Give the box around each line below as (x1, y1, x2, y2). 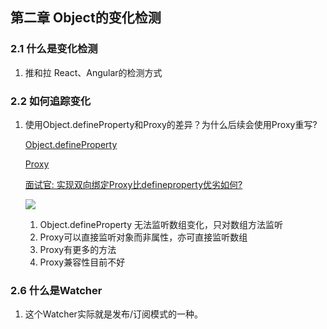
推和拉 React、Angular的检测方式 (24, 66, 163, 78)
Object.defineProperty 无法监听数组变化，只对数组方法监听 (39, 218, 284, 230)
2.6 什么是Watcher (10, 283, 103, 297)
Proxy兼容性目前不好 (39, 256, 126, 268)
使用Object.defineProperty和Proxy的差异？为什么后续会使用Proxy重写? (24, 118, 318, 130)
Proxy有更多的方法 (39, 243, 117, 255)
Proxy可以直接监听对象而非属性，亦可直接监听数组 (39, 231, 248, 243)
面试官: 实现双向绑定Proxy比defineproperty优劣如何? (24, 178, 243, 190)
